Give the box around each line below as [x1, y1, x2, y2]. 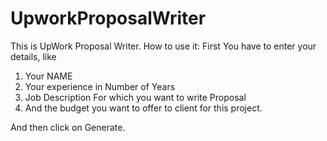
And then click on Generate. [10, 121, 126, 133]
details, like [10, 50, 57, 62]
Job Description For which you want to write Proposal [24, 91, 247, 103]
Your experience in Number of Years [24, 80, 176, 92]
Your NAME [24, 70, 73, 82]
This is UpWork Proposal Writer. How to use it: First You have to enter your [10, 40, 317, 52]
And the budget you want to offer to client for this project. [24, 102, 263, 114]
